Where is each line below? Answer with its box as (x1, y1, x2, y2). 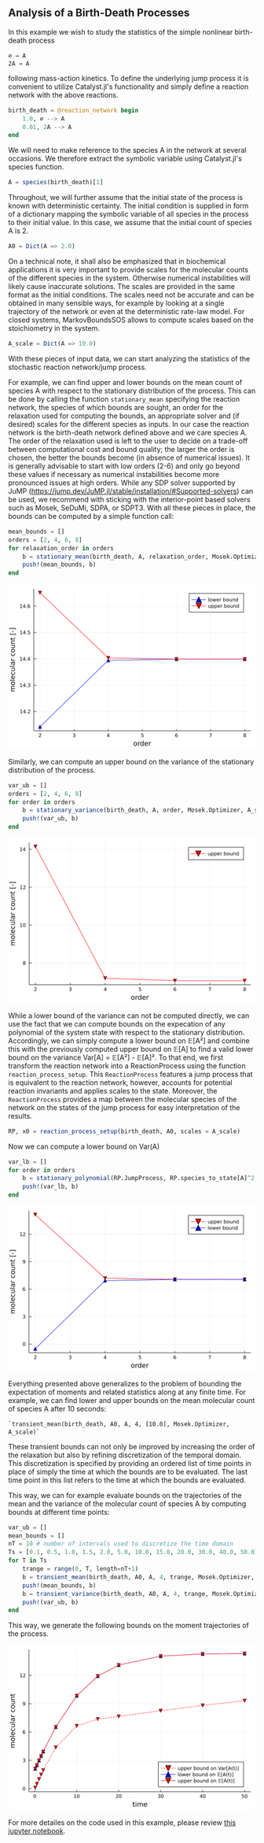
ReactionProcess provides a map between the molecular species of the (8, 1094, 237, 1104)
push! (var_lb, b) (22, 1182, 79, 1191)
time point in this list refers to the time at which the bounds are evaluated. (8, 1475, 246, 1485)
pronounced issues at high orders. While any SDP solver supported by (8, 478, 236, 487)
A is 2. (8, 226, 29, 235)
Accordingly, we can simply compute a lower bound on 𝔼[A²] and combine (8, 1035, 250, 1045)
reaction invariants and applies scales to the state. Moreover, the (8, 1086, 218, 1095)
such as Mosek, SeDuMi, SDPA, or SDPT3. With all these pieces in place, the (8, 503, 256, 513)
